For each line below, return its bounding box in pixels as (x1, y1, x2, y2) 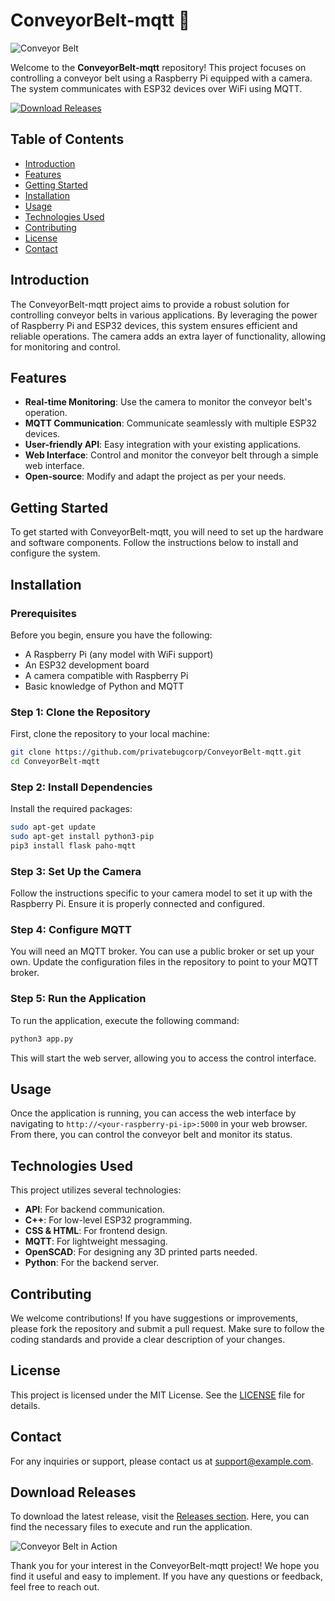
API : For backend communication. (24, 1204, 165, 1216)
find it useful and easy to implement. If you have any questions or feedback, (10, 1570, 324, 1583)
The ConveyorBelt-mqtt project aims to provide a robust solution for (10, 298, 290, 310)
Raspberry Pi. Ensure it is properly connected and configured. (10, 898, 265, 910)
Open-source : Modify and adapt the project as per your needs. (24, 470, 287, 483)
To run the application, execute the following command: (10, 1014, 240, 1026)
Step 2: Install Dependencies (10, 780, 153, 794)
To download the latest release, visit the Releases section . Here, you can (10, 1510, 310, 1523)
